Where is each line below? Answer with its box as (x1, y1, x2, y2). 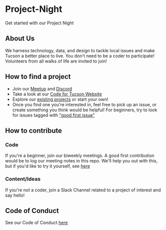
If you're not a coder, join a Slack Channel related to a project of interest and (5, 187, 161, 193)
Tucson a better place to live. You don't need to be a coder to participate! (5, 53, 155, 59)
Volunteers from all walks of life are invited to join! (5, 58, 108, 64)
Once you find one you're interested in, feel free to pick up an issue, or (12, 101, 157, 107)
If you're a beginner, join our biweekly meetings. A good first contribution (5, 153, 155, 158)
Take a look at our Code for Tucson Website (12, 91, 103, 97)
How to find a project (5, 73, 71, 81)
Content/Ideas (5, 175, 41, 182)
